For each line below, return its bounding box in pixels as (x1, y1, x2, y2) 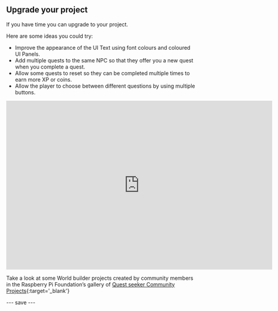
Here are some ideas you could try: (6, 32, 93, 40)
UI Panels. (14, 50, 40, 58)
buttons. (14, 88, 36, 95)
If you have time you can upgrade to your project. (6, 20, 129, 28)
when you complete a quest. (14, 63, 86, 70)
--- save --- (6, 298, 36, 306)
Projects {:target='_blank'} (6, 287, 70, 294)
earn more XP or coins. (14, 76, 72, 83)
